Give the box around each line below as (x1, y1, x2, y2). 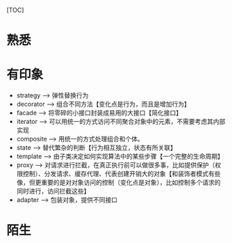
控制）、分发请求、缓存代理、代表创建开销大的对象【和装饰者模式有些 (22, 170, 221, 178)
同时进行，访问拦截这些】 (16, 187, 90, 196)
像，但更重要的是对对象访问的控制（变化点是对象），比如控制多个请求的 (16, 178, 221, 187)
